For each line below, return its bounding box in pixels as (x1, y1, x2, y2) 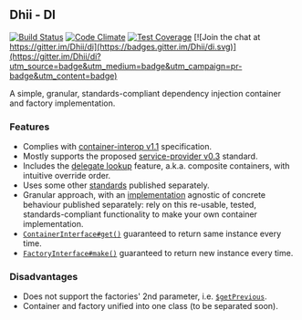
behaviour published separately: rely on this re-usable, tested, (22, 200, 257, 211)
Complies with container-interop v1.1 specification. (22, 141, 213, 152)
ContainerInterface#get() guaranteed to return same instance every (22, 228, 282, 240)
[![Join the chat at (193, 31, 261, 42)
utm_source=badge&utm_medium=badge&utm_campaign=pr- (9, 60, 243, 71)
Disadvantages (9, 271, 78, 284)
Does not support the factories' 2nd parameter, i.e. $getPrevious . (22, 291, 267, 302)
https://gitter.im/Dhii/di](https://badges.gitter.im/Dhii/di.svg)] (9, 41, 237, 52)
